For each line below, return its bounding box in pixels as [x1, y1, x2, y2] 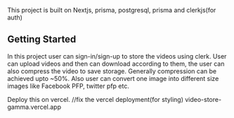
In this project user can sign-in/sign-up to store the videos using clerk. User [7, 52, 227, 60]
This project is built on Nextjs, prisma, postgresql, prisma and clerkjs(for [7, 6, 216, 14]
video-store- [185, 95, 222, 103]
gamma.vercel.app [7, 103, 62, 111]
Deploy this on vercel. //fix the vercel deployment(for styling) [7, 95, 184, 103]
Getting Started [7, 34, 77, 45]
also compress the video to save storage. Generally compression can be [7, 66, 216, 75]
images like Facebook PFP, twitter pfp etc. [7, 82, 130, 90]
